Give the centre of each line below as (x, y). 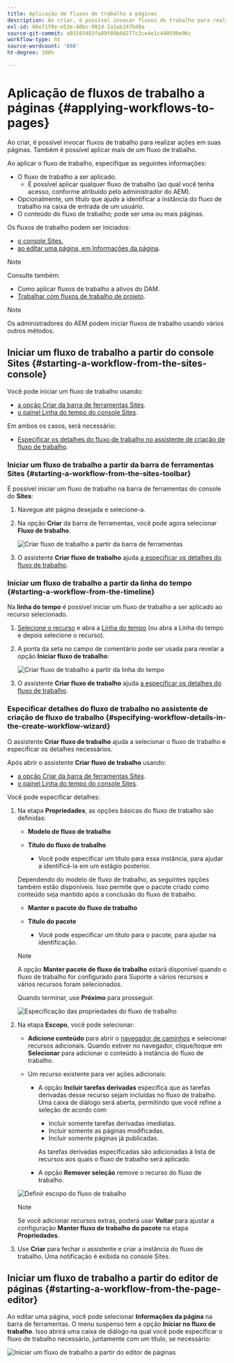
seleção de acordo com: (73, 1110)
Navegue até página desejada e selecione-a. (81, 509)
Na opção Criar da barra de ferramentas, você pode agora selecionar (117, 523)
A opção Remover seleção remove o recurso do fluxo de (120, 1172)
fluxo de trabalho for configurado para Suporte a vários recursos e (113, 976)
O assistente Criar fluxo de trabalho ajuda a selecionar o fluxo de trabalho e (117, 741)
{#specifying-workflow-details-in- (166, 717)
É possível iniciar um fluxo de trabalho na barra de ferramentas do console (114, 489)
